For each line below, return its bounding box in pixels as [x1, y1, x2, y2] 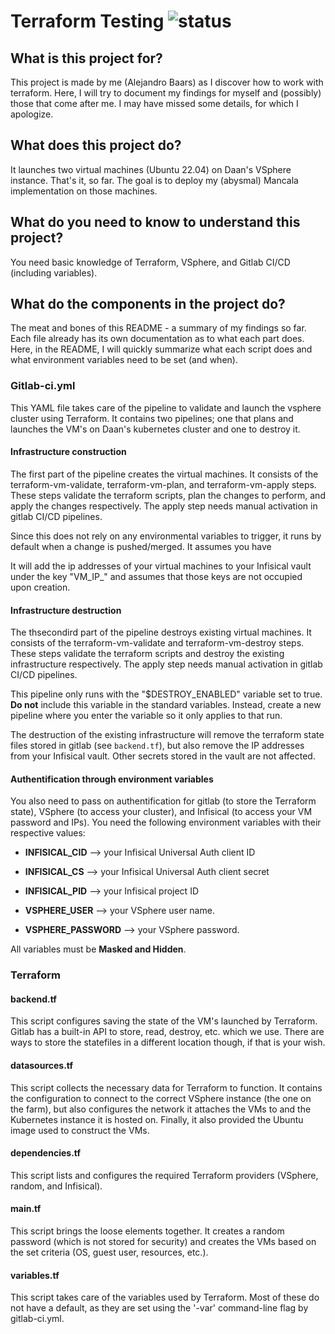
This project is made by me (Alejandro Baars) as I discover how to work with [10, 76, 324, 88]
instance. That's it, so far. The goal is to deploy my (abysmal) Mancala [10, 174, 299, 186]
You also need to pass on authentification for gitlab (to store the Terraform [10, 795, 317, 807]
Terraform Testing [10, 10, 165, 33]
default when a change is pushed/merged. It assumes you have [10, 540, 272, 552]
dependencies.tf [10, 1147, 82, 1159]
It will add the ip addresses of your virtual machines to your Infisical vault [10, 560, 312, 572]
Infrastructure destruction [10, 604, 122, 616]
